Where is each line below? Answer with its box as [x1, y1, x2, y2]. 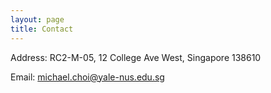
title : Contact [10, 24, 74, 34]
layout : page [10, 14, 65, 25]
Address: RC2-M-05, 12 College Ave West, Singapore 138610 [10, 51, 262, 63]
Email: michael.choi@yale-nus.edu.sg [10, 71, 165, 83]
